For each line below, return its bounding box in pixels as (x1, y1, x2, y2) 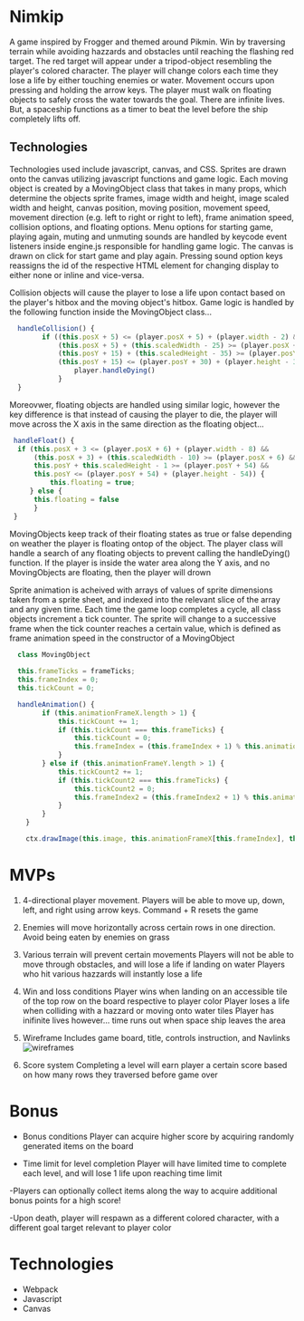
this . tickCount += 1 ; (57, 717, 140, 726)
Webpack (22, 1284, 59, 1295)
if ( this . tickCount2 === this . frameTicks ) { (57, 776, 229, 785)
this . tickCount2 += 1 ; (57, 767, 144, 776)
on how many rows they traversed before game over (22, 1069, 219, 1080)
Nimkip (9, 6, 64, 27)
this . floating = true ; (49, 478, 136, 487)
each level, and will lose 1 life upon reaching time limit (22, 1167, 223, 1179)
